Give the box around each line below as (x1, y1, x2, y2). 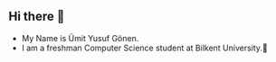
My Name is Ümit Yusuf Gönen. (21, 32, 139, 43)
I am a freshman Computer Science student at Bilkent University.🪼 (21, 42, 268, 53)
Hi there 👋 (8, 9, 65, 24)
